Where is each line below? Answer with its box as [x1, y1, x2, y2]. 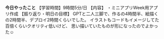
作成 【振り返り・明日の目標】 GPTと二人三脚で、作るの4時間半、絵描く [9, 11, 159, 17]
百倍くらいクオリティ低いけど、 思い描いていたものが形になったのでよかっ [5, 23, 158, 29]
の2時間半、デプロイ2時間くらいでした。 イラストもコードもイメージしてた [5, 17, 160, 22]
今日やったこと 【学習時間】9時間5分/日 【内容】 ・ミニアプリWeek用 [5, 5, 149, 10]
